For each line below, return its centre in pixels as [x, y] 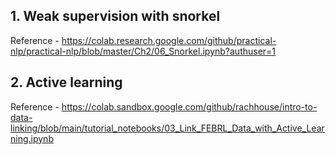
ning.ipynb [32, 138]
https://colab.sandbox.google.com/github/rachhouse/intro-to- [189, 106]
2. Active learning [66, 82]
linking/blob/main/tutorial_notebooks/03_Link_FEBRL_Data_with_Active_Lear [167, 128]
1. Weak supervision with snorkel [115, 16]
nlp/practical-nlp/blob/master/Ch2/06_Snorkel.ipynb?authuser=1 [143, 51]
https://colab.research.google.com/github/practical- [169, 40]
